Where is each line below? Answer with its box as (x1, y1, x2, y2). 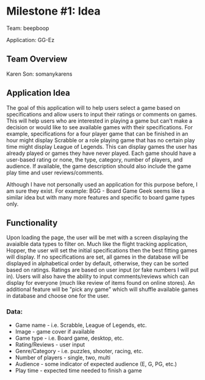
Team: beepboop (6, 24, 49, 32)
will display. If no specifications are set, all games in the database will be (6, 253, 189, 260)
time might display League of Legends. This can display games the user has (6, 143, 198, 150)
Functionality (6, 218, 58, 228)
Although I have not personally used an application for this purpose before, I (6, 181, 198, 188)
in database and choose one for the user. (6, 292, 110, 299)
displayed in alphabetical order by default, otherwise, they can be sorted (6, 260, 189, 267)
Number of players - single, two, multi (15, 354, 111, 361)
